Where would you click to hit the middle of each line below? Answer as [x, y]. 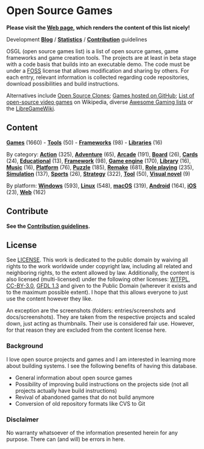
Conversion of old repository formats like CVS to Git [80, 403]
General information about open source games [74, 378]
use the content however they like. [50, 299]
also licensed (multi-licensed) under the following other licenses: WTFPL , [98, 279]
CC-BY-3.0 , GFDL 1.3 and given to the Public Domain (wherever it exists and [102, 286]
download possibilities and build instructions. [63, 84]
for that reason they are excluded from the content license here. [86, 330]
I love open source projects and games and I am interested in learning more [101, 359]
